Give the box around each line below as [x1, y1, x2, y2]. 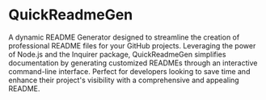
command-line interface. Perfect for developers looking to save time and [8, 66, 251, 76]
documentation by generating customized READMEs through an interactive [8, 58, 258, 68]
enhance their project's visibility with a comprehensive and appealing [8, 75, 240, 85]
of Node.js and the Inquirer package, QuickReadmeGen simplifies [8, 49, 226, 59]
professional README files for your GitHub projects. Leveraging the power [8, 40, 256, 50]
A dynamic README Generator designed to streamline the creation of [8, 32, 240, 42]
